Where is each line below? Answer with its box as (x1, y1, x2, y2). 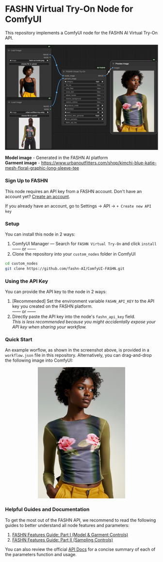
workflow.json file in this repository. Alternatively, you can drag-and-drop (5, 352, 152, 358)
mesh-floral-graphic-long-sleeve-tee (5, 165, 79, 171)
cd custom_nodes (5, 261, 38, 266)
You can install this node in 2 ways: (5, 231, 75, 237)
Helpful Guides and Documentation (5, 506, 90, 513)
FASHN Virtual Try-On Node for (5, 3, 133, 15)
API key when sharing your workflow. (12, 324, 87, 330)
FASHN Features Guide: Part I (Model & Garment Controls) (12, 531, 129, 538)
